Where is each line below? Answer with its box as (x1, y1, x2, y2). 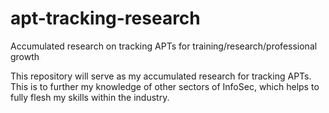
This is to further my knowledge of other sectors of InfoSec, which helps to (10, 80, 320, 92)
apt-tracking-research (10, 7, 201, 30)
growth (10, 50, 40, 62)
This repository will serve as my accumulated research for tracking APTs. (10, 70, 312, 82)
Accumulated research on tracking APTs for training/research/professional (10, 40, 318, 52)
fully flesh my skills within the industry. (10, 91, 170, 103)
